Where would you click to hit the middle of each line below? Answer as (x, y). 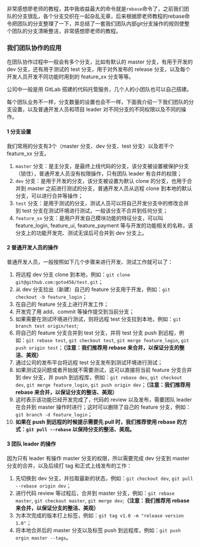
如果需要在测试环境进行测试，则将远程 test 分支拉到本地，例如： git (98, 319)
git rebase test (46, 340)
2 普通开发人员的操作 (33, 248)
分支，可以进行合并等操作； (49, 195)
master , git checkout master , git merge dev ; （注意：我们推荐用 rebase (102, 500)
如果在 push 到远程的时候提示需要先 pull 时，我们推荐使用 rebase (95, 422)
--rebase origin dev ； (43, 485)
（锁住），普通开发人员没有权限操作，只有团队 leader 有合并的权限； (99, 173)
